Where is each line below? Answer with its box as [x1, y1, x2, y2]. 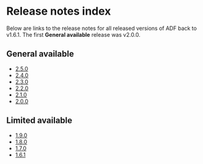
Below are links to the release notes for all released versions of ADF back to [6, 24, 197, 32]
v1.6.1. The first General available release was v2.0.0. [6, 31, 141, 38]
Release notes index [6, 4, 111, 18]
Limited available [6, 115, 73, 126]
